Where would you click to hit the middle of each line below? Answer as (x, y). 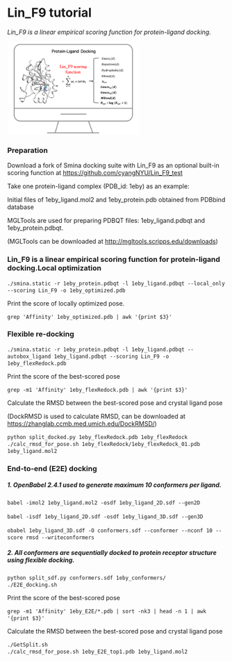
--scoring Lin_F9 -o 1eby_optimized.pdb (67, 290)
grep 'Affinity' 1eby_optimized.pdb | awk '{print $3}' (90, 317)
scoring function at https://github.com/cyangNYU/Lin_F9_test (95, 173)
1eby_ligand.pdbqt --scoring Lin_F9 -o (111, 356)
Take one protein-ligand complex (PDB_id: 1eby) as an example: (98, 186)
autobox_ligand (29, 356)
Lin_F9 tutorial (50, 13)
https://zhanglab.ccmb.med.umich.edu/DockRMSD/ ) (82, 423)
